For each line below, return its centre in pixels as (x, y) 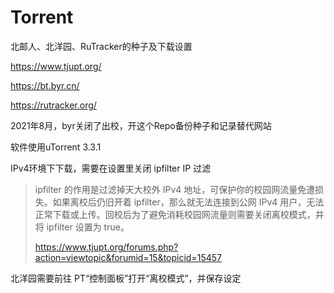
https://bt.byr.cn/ (45, 85)
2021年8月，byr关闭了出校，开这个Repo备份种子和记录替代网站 (141, 125)
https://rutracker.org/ (53, 105)
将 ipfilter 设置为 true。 (82, 227)
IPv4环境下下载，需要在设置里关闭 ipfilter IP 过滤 (111, 168)
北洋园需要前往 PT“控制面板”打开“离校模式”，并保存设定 (126, 278)
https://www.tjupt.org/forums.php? (106, 247)
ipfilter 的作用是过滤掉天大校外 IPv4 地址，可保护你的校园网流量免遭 (175, 189)
